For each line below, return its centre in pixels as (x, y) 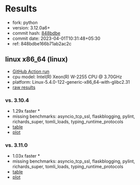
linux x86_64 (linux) (37, 60)
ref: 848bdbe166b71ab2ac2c (42, 43)
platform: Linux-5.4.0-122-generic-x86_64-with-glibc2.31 (71, 82)
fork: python (25, 22)
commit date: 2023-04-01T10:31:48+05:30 (56, 38)
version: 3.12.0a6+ (31, 27)
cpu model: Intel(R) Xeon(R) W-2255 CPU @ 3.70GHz (67, 77)
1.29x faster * (26, 111)
